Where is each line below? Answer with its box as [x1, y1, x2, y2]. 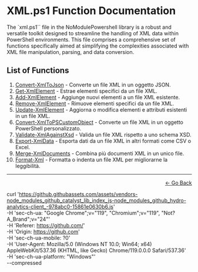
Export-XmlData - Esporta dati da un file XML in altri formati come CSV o [15, 137, 192, 145]
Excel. [15, 143, 31, 150]
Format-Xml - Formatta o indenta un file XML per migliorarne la [15, 156, 168, 163]
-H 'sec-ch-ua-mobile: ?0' [6, 234, 71, 241]
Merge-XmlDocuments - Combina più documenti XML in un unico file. [15, 150, 184, 157]
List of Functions [6, 66, 69, 76]
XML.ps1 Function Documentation [6, 4, 176, 18]
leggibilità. [15, 162, 41, 169]
